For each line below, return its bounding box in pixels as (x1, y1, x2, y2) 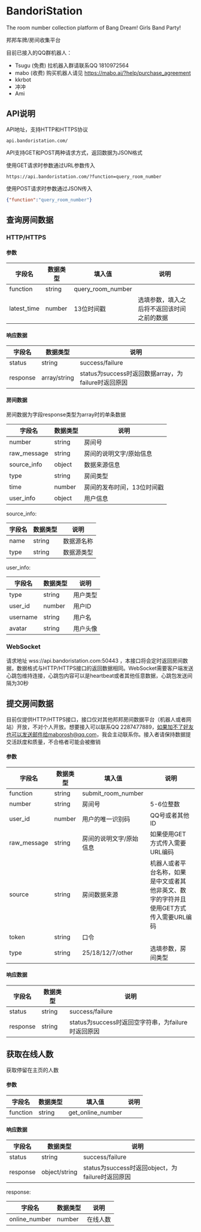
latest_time (9, 304, 40, 312)
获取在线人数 (6, 1049, 54, 1060)
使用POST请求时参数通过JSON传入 (6, 184, 93, 192)
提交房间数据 (6, 699, 54, 709)
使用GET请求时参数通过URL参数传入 (6, 162, 96, 169)
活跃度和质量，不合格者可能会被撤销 (11, 738, 100, 745)
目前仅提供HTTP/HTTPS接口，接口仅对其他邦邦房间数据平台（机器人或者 (6, 715, 187, 723)
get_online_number (68, 1109, 123, 1117)
